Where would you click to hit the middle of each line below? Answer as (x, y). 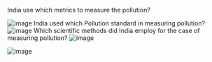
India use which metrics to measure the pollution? (79, 10)
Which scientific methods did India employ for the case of (117, 31)
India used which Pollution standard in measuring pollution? (119, 23)
